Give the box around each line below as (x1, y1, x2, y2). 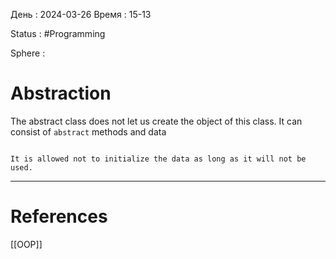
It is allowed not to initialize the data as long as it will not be (10, 154, 307, 164)
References (10, 205, 108, 228)
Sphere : (10, 47, 46, 59)
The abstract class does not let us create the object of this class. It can (10, 115, 303, 127)
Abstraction (10, 82, 112, 105)
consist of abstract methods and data (10, 125, 167, 138)
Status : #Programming (10, 28, 106, 39)
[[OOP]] (10, 238, 43, 250)
